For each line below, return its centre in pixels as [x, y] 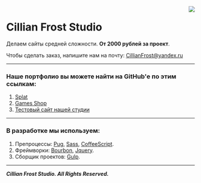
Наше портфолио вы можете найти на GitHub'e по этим [91, 76]
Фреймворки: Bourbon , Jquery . [54, 150]
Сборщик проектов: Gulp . [48, 156]
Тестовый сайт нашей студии [52, 109]
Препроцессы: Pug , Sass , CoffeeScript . [64, 144]
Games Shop [31, 103]
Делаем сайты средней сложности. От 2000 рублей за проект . [88, 44]
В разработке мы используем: [53, 131]
